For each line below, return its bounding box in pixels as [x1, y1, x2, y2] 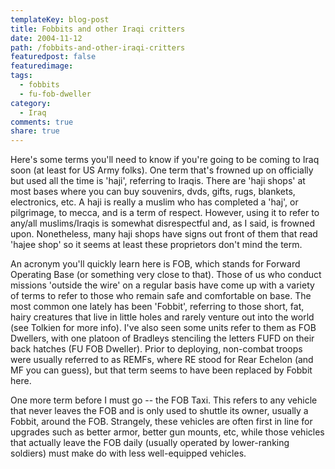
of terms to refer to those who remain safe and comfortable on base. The [10, 290, 312, 302]
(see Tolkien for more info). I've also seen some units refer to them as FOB [10, 322, 317, 334]
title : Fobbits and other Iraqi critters [10, 24, 186, 34]
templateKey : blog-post [10, 14, 110, 25]
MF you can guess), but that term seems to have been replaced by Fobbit [10, 364, 313, 376]
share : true [10, 126, 60, 136]
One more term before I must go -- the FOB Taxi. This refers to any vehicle [10, 394, 318, 406]
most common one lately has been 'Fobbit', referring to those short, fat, [10, 301, 305, 313]
